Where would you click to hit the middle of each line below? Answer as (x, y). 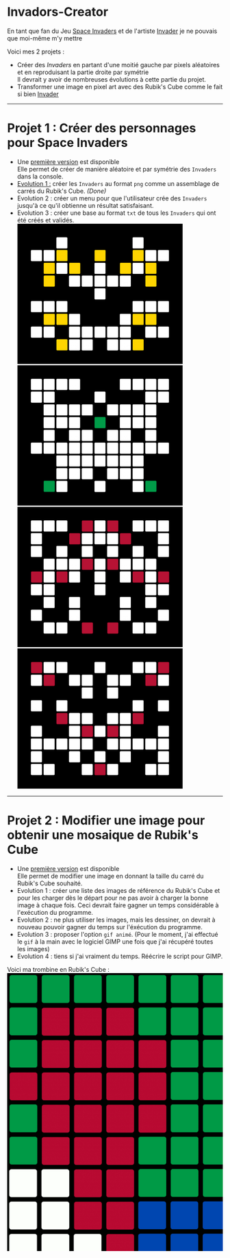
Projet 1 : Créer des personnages (102, 128)
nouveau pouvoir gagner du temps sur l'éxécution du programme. (110, 927)
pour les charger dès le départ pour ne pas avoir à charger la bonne (113, 898)
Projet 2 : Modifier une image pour (106, 820)
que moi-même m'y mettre (45, 38)
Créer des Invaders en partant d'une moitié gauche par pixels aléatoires (118, 65)
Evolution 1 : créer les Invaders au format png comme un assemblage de (118, 183)
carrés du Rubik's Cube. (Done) (62, 191)
